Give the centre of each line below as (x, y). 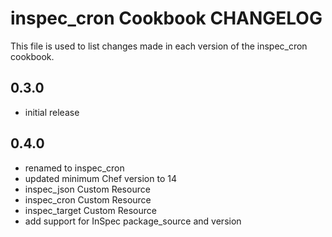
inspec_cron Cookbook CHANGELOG (166, 18)
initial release (52, 112)
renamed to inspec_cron (74, 168)
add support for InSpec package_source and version (133, 221)
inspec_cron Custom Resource (88, 199)
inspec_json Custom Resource (87, 189)
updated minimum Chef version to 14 (100, 178)
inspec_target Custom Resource (90, 210)
